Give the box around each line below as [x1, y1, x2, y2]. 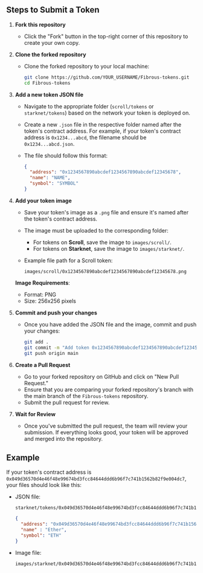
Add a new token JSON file [14, 91, 83, 98]
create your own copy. [24, 39, 80, 46]
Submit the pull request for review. [24, 399, 110, 406]
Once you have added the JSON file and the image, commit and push [24, 320, 197, 328]
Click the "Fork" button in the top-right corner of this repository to [24, 33, 188, 40]
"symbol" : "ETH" [21, 532, 62, 538]
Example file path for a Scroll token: [24, 257, 113, 264]
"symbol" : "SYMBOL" [29, 181, 79, 187]
